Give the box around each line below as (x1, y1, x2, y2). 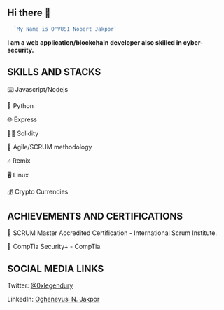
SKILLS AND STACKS (7, 66, 101, 78)
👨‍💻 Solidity (7, 129, 39, 137)
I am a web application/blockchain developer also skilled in (7, 38, 182, 46)
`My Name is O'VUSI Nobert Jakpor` (13, 25, 118, 32)
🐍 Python (7, 101, 34, 109)
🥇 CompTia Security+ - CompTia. (7, 243, 103, 251)
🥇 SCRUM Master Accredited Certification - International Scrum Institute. (7, 229, 218, 237)
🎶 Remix (7, 156, 31, 165)
